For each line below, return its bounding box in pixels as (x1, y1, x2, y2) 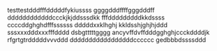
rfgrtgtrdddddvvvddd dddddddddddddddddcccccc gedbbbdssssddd (7, 36, 207, 44)
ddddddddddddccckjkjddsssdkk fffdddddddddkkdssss (7, 13, 165, 22)
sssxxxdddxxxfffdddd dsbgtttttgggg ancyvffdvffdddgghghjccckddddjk (7, 28, 210, 36)
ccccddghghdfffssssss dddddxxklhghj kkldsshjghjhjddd (7, 21, 167, 29)
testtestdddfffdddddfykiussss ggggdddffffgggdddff (7, 6, 155, 14)
